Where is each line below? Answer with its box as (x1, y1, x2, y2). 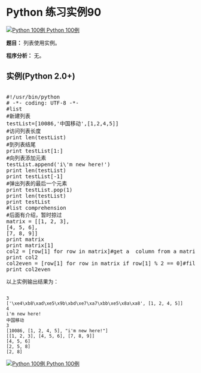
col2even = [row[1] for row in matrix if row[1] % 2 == (6, 260, 173, 267)
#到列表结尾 (6, 141, 36, 148)
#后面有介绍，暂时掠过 (6, 211, 62, 218)
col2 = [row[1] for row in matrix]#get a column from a (6, 248, 177, 255)
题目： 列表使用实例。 (6, 39, 60, 46)
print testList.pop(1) (6, 186, 73, 193)
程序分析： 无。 (6, 52, 45, 59)
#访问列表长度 (6, 127, 41, 134)
